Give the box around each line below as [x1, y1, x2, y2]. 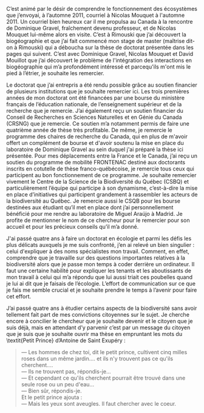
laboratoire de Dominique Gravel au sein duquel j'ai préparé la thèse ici [6, 146, 183, 153]
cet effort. [6, 293, 32, 300]
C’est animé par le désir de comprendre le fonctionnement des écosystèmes [6, 5, 197, 12]
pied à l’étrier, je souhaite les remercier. [6, 70, 104, 76]
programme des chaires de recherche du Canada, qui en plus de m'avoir [6, 133, 188, 140]
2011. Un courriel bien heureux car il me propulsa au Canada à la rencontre [6, 18, 193, 25]
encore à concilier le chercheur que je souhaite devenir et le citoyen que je [6, 318, 193, 324]
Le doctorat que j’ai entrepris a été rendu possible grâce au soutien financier [6, 81, 197, 89]
